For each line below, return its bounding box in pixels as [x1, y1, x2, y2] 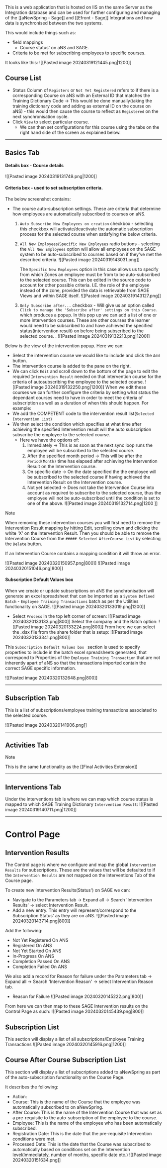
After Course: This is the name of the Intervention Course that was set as [12, 1109, 162, 1115]
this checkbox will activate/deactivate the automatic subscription [19, 226, 153, 232]
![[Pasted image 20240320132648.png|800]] [5, 675, 98, 681]
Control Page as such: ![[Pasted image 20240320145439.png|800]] [5, 1008, 144, 1014]
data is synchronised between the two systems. [5, 20, 103, 26]
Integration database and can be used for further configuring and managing [5, 9, 161, 15]
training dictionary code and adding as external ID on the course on [12, 103, 151, 109]
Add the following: [5, 928, 43, 934]
